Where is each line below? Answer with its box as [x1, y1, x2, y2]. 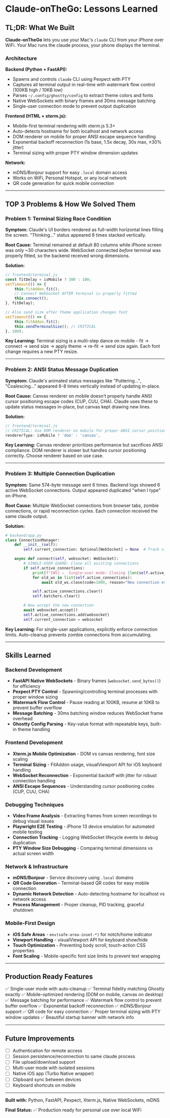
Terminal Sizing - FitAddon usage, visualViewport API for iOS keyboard [12, 761, 162, 768]
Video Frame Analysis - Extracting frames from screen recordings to [12, 812, 157, 818]
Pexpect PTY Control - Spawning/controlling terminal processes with [12, 689, 158, 695]
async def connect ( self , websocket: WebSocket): [14, 556, 119, 561]
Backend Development [5, 666, 62, 674]
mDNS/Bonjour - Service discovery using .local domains [12, 875, 134, 881]
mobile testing [12, 828, 42, 835]
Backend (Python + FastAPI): [5, 67, 67, 73]
